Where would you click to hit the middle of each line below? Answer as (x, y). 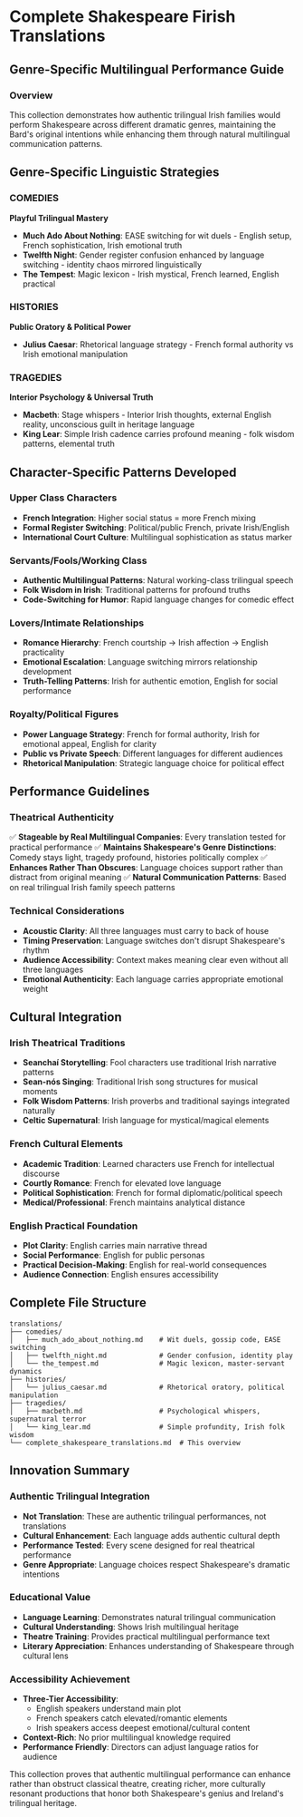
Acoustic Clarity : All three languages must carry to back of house (146, 930)
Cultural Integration (66, 1017)
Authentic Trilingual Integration (80, 1496)
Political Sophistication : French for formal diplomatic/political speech (152, 1192)
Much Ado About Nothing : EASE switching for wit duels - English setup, (157, 235)
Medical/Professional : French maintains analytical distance (134, 1202)
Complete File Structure (78, 1303)
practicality (43, 652)
